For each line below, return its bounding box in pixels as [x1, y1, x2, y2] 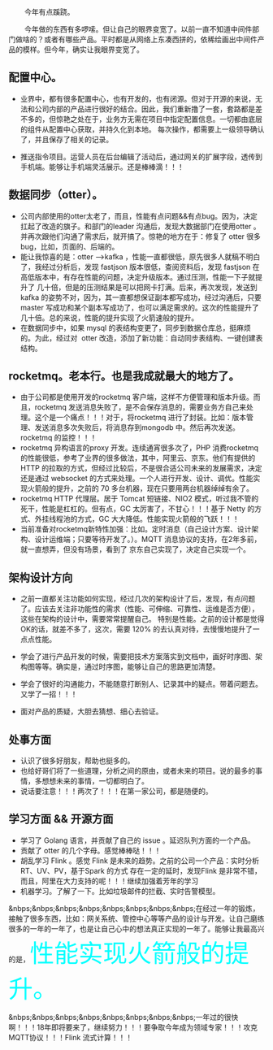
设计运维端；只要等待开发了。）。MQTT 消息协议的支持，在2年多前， [34, 535, 262, 545]
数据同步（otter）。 [8, 188, 103, 202]
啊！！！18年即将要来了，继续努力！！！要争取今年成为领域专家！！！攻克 [8, 1022, 258, 1032]
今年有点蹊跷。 [24, 7, 75, 16]
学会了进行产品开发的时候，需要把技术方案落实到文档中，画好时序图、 [19, 652, 256, 662]
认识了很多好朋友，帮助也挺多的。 [19, 756, 135, 766]
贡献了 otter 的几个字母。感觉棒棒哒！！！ [19, 845, 162, 855]
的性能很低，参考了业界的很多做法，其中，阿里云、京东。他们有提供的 [19, 453, 256, 463]
